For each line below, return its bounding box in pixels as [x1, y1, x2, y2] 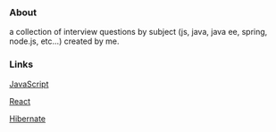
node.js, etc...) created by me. [9, 36, 120, 46]
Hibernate [9, 113, 46, 124]
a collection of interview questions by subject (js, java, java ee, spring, [9, 27, 268, 37]
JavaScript [9, 78, 49, 89]
